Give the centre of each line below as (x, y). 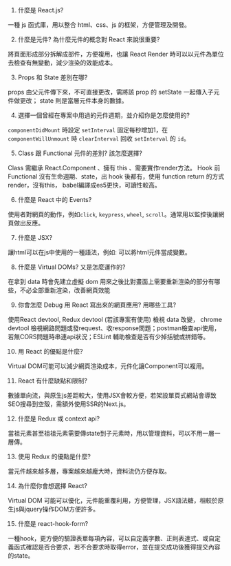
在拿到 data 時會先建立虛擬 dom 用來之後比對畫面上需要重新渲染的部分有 (111, 282)
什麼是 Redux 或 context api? (59, 418)
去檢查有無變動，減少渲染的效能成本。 (62, 63)
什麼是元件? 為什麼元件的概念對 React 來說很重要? (89, 39)
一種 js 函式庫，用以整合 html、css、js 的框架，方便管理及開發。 (99, 25)
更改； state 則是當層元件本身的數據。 (74, 101)
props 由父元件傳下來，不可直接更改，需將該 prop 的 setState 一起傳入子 (111, 92)
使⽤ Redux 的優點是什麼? (54, 456)
